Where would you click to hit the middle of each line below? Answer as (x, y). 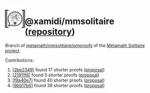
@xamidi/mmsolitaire (70, 21)
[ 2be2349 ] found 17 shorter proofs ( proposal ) (58, 69)
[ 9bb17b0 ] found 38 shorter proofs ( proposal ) (58, 85)
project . (13, 51)
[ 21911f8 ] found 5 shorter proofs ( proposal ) (56, 75)
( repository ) (50, 32)
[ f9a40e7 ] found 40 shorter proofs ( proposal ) (58, 80)
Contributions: (20, 60)
